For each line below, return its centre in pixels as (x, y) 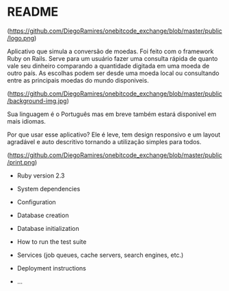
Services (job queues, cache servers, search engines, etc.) (100, 255)
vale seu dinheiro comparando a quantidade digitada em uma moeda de (108, 66)
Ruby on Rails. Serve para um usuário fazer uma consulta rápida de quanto (112, 58)
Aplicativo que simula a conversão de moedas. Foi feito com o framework (110, 51)
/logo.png (21, 38)
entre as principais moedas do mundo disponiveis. (78, 80)
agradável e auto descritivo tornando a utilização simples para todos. (104, 141)
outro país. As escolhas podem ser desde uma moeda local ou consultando (113, 73)
